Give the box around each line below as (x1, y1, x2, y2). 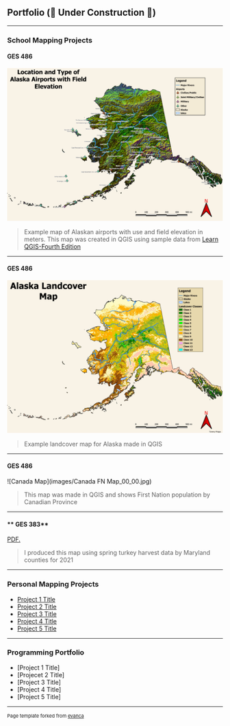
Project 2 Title (16, 602, 57, 611)
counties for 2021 (23, 556, 74, 564)
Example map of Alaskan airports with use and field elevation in (23, 227, 203, 236)
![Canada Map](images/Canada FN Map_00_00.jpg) (7, 477, 152, 486)
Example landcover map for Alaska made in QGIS (23, 440, 163, 448)
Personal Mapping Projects (7, 580, 99, 589)
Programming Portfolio (7, 648, 84, 657)
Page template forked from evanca (7, 712, 84, 719)
